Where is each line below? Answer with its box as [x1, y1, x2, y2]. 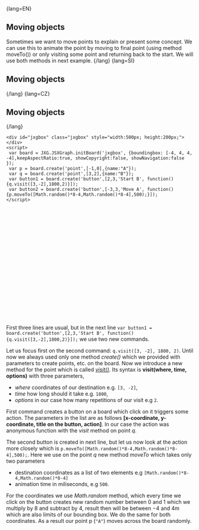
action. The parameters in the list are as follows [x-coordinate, [6, 415, 160, 422]
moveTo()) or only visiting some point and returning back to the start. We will [6, 51, 194, 58]
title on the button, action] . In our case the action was [36, 421, 169, 428]
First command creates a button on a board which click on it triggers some [6, 408, 189, 415]
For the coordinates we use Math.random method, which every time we [6, 492, 181, 499]
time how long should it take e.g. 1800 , [14, 390, 109, 397]
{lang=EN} [6, 5, 32, 12]
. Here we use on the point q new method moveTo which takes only [27, 451, 192, 459]
